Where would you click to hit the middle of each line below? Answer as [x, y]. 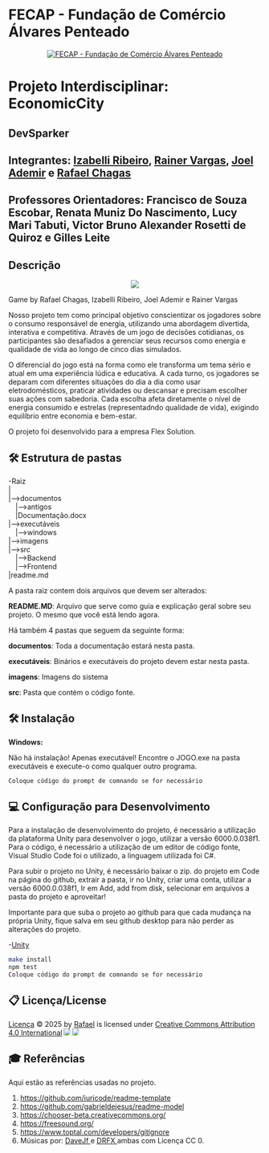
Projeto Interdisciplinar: [89, 87]
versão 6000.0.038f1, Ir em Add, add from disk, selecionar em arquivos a [129, 888]
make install [30, 960]
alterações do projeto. [45, 930]
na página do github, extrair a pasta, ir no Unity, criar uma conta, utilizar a [130, 880]
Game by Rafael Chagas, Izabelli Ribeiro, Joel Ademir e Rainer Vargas [123, 299]
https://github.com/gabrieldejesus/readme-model [102, 1106]
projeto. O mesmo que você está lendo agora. [84, 614]
